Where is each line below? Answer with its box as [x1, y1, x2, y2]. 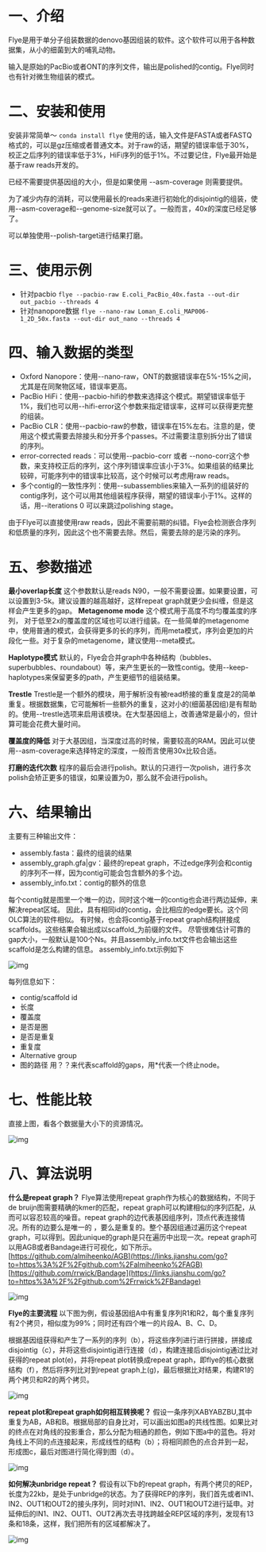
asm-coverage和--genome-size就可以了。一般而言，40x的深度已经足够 [21, 203, 256, 213]
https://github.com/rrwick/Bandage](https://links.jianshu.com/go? [10, 1268, 226, 1277]
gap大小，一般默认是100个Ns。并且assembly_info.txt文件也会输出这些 [8, 934, 237, 944]
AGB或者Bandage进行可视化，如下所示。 [21, 1242, 156, 1252]
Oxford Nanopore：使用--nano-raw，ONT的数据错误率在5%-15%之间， [19, 371, 256, 381]
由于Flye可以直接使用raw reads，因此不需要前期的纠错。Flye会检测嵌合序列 [8, 517, 256, 527]
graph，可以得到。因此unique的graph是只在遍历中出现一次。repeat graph [8, 1232, 251, 1241]
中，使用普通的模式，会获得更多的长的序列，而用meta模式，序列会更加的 [8, 625, 248, 635]
